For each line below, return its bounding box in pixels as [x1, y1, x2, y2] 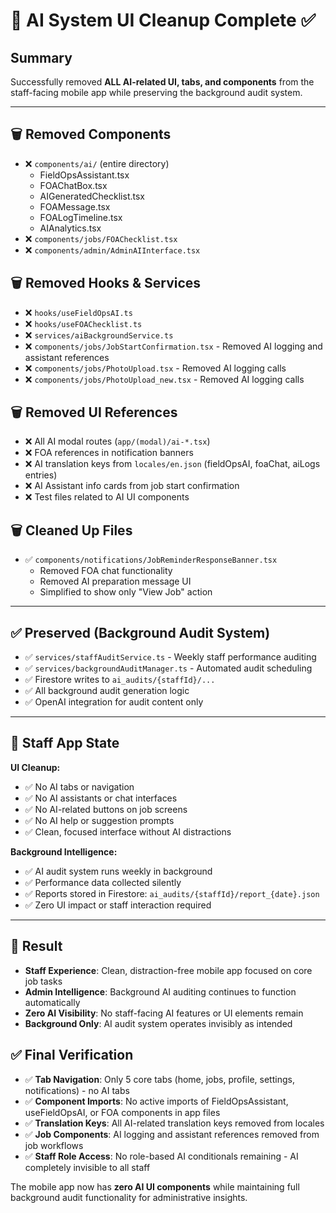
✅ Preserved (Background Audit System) [10, 624, 271, 641]
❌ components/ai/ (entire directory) [24, 157, 170, 169]
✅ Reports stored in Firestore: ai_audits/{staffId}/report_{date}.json [24, 887, 320, 899]
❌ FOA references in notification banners [24, 447, 194, 459]
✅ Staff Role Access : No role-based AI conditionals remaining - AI [24, 1150, 299, 1162]
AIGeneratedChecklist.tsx [39, 190, 145, 202]
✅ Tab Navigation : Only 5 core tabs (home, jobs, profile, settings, [24, 1073, 295, 1085]
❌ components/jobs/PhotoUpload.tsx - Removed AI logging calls [24, 362, 287, 374]
